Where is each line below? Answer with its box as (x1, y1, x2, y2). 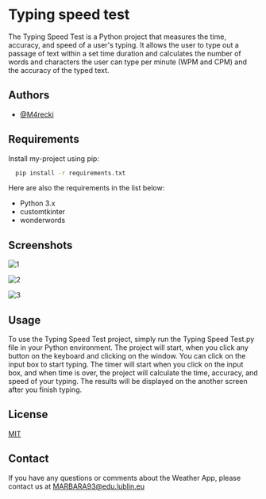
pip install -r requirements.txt (15, 169, 126, 177)
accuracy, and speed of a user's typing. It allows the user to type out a (8, 40, 240, 49)
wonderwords (19, 216, 66, 225)
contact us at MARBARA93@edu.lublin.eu (8, 482, 145, 491)
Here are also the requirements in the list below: (8, 183, 165, 193)
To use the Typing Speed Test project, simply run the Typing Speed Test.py (8, 335, 255, 344)
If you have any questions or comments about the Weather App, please (8, 473, 241, 482)
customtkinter (19, 207, 66, 217)
